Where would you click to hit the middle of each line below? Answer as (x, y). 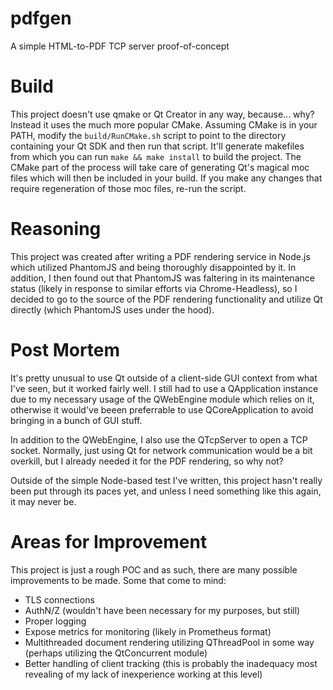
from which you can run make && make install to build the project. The (156, 156)
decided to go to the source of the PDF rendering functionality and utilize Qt (166, 299)
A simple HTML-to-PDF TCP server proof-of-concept (120, 46)
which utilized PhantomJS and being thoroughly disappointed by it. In (153, 267)
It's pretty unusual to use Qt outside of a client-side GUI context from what (164, 378)
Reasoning (56, 229)
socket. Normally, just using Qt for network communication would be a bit (161, 450)
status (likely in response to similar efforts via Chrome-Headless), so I (154, 288)
